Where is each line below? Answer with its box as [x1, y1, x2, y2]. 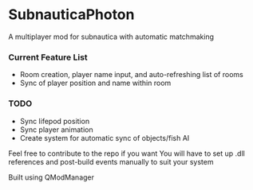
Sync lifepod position [19, 116, 90, 126]
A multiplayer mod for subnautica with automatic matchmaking [8, 32, 214, 41]
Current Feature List [8, 52, 88, 63]
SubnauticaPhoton [8, 6, 135, 24]
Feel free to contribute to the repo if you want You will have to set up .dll [8, 149, 245, 158]
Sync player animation [19, 125, 93, 134]
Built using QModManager [8, 173, 94, 182]
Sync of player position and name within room [19, 78, 172, 88]
